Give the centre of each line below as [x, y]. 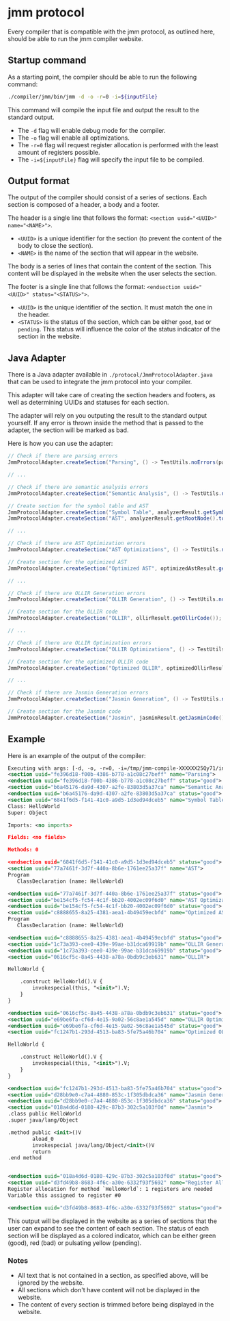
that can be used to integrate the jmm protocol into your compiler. [100, 382]
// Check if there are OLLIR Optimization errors [80, 643]
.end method [25, 1158]
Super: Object [28, 813]
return [42, 1152]
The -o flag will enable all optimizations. [74, 138]
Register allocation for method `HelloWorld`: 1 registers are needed [110, 1190]
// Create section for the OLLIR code [63, 612]
